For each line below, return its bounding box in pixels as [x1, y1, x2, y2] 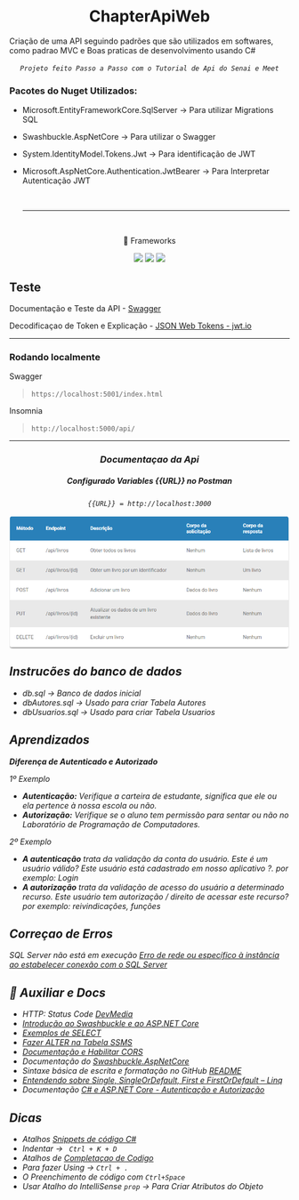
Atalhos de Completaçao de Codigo [21, 1152, 154, 1163]
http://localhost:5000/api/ [30, 424, 135, 433]
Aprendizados [9, 732, 91, 748]
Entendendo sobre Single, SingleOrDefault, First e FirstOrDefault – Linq [21, 1075, 283, 1086]
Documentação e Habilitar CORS [21, 1047, 144, 1058]
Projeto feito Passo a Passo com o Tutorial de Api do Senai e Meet [20, 64, 279, 73]
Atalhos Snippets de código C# [21, 1133, 137, 1144]
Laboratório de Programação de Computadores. [21, 818, 200, 829]
